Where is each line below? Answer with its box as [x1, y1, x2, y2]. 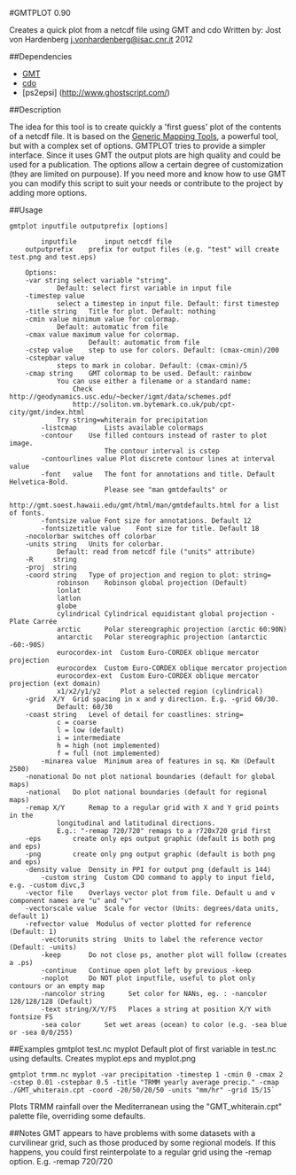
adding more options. [9, 188, 88, 198]
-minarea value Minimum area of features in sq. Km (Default [41, 757, 276, 766]
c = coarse [56, 718, 97, 727]
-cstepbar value [25, 354, 86, 362]
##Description [9, 105, 62, 114]
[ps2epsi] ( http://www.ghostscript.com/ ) [21, 88, 170, 97]
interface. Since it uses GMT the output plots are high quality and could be [9, 150, 281, 160]
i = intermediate [56, 734, 121, 743]
